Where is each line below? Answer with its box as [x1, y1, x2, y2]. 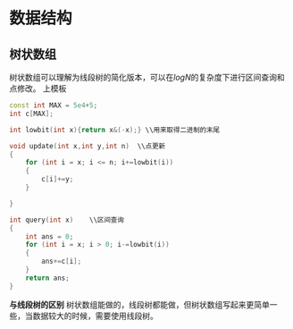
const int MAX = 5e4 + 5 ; [9, 101, 98, 110]
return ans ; [25, 274, 70, 283]
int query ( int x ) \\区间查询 [9, 215, 125, 224]
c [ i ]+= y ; [41, 175, 74, 184]
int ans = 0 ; [25, 232, 74, 241]
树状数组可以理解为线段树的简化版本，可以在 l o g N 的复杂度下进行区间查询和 [9, 72, 285, 82]
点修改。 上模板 [9, 83, 67, 94]
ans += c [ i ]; [41, 257, 82, 266]
